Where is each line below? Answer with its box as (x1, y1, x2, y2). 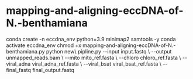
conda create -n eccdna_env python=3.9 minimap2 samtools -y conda (6, 35, 177, 42)
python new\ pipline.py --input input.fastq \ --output (46, 48, 172, 55)
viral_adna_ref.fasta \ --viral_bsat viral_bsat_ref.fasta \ (32, 60, 162, 67)
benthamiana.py (6, 48, 45, 55)
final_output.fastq (32, 66, 75, 73)
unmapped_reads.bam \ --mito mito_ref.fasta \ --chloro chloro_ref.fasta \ (6, 54, 181, 61)
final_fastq (6, 66, 31, 73)
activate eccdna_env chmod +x (6, 42, 82, 49)
